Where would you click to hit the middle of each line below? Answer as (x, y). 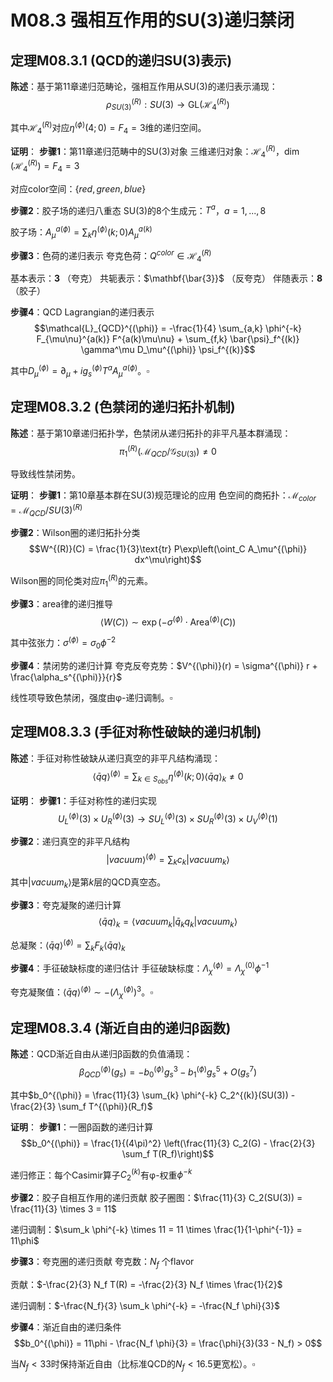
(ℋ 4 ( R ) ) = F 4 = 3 (45, 166)
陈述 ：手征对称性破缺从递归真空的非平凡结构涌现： (115, 758)
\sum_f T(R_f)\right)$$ (168, 1153)
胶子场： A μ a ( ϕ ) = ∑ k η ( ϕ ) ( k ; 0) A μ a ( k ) (81, 232)
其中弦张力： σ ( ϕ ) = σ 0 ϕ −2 (63, 643)
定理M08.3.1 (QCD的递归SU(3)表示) (121, 60)
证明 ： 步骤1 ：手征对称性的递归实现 (83, 800)
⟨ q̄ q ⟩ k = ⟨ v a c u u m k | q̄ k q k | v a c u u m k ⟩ (168, 923)
